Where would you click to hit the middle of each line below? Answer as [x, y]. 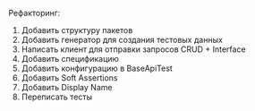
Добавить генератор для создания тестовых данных [122, 40]
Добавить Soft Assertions [69, 78]
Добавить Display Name [67, 87]
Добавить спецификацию [70, 59]
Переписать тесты [57, 97]
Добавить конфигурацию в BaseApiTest [97, 68]
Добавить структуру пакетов [77, 30]
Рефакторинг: [34, 13]
